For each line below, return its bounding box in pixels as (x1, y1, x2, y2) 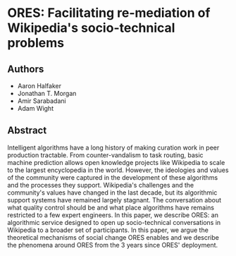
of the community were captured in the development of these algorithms (7, 173, 218, 181)
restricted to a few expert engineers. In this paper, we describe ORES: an (7, 210, 218, 219)
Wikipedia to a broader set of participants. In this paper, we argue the (7, 226, 209, 234)
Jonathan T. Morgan (17, 90, 77, 97)
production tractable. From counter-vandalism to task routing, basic (7, 150, 204, 159)
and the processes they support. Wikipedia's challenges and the (7, 181, 194, 189)
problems (7, 35, 65, 51)
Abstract (7, 125, 47, 137)
